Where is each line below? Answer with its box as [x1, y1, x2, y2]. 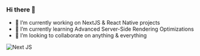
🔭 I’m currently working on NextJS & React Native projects [15, 19, 160, 26]
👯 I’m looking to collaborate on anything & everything [15, 32, 147, 39]
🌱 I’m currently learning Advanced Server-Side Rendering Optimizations [15, 25, 195, 33]
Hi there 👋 [6, 5, 36, 14]
